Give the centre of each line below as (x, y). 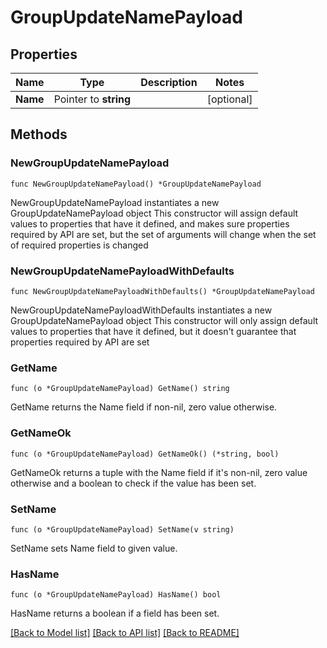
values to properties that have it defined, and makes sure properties (150, 223)
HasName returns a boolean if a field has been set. (115, 613)
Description (169, 82)
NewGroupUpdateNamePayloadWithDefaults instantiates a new (141, 310)
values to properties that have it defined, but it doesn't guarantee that (153, 331)
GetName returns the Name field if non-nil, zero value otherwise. (144, 407)
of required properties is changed (79, 245)
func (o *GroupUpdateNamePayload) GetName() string (120, 389)
